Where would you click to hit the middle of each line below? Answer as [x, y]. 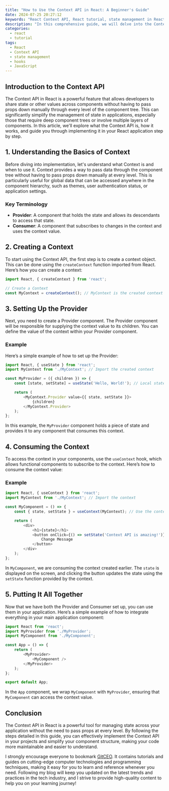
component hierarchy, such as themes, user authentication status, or [76, 186]
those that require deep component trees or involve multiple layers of [77, 120]
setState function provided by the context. [50, 579]
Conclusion [24, 713]
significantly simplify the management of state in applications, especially [80, 115]
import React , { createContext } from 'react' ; [56, 279]
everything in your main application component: [55, 617]
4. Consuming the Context [47, 447]
